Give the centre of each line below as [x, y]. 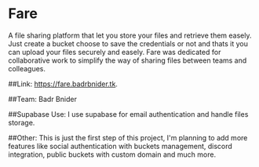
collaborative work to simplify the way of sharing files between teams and [128, 60]
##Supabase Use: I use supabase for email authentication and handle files [128, 114]
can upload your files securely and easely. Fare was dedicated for [115, 52]
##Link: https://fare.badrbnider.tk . [63, 84]
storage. [22, 122]
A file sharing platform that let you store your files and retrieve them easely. [130, 35]
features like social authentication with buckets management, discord [120, 146]
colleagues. [27, 68]
